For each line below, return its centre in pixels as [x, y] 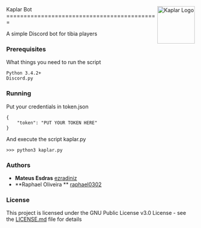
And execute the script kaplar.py [46, 139]
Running [19, 93]
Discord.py [20, 78]
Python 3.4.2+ [24, 73]
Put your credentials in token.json [47, 107]
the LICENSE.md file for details [44, 219]
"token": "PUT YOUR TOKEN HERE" [57, 123]
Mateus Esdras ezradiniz [46, 178]
